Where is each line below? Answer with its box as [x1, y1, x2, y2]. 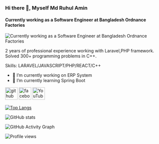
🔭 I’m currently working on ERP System [12, 72, 93, 78]
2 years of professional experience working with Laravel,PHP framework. [5, 48, 155, 54]
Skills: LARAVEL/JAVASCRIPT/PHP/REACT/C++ [5, 63, 102, 69]
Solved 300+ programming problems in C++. [5, 53, 97, 59]
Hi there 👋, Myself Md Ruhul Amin [5, 4, 88, 11]
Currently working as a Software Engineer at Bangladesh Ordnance [5, 17, 146, 23]
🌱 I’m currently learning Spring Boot [12, 78, 86, 84]
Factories [5, 22, 25, 28]
